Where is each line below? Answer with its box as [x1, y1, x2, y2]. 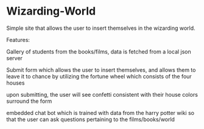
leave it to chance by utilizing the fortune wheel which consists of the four [6, 72, 192, 80]
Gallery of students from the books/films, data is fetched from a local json [6, 47, 192, 55]
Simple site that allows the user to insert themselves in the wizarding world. [6, 24, 196, 32]
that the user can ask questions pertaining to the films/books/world [6, 116, 175, 123]
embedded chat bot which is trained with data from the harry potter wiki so [6, 109, 195, 116]
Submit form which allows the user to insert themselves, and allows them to [6, 66, 196, 74]
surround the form [6, 97, 52, 105]
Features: [6, 36, 30, 43]
